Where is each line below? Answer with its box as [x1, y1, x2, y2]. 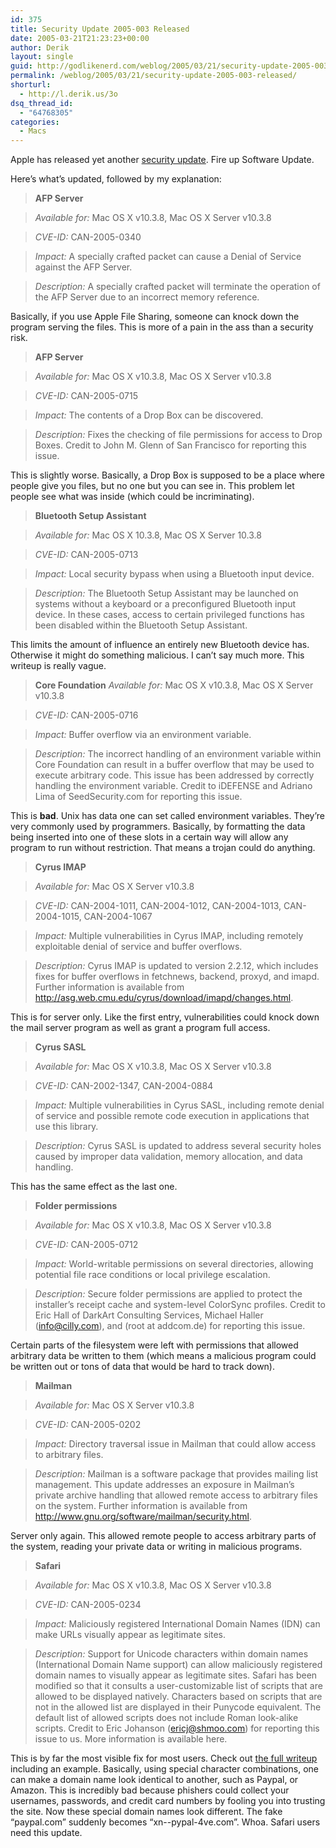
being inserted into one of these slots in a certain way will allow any [10, 831, 289, 843]
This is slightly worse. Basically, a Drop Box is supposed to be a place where [10, 469, 325, 481]
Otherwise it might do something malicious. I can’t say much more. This [10, 649, 305, 661]
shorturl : [10, 80, 52, 90]
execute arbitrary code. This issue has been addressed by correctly [34, 769, 315, 781]
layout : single [10, 52, 74, 62]
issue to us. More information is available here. [34, 1733, 228, 1745]
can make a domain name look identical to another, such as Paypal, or [10, 1774, 299, 1786]
